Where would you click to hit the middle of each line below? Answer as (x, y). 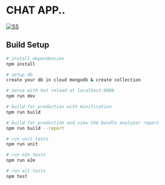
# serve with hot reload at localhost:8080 (60, 91)
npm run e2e (21, 160)
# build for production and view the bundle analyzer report (83, 123)
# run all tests (26, 171)
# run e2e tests (26, 155)
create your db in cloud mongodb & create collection (74, 80)
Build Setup (28, 45)
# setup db (19, 75)
